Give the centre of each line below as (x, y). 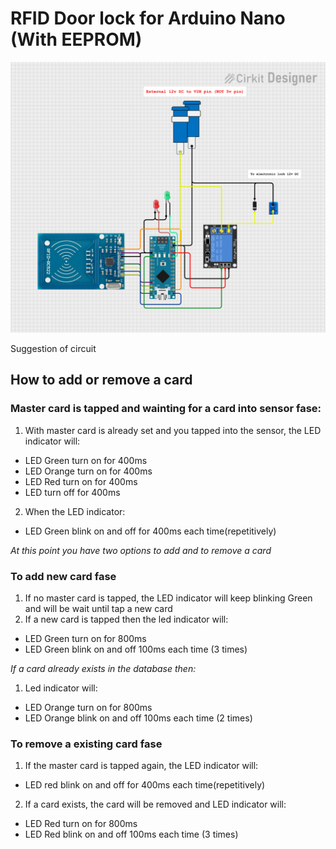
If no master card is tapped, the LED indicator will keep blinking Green (168, 598)
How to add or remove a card (101, 380)
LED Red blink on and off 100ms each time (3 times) (131, 834)
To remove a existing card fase (86, 744)
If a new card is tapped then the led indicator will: (126, 619)
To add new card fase (63, 576)
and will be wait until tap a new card (98, 609)
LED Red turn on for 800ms (81, 824)
